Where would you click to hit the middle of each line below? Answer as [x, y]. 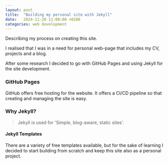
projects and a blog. [26, 54]
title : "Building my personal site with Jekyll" [59, 15]
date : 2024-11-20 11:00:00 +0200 [43, 19]
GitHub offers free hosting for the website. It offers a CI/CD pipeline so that [84, 93]
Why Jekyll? [21, 111]
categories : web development [36, 24]
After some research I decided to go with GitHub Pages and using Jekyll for [84, 63]
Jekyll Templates [24, 134]
